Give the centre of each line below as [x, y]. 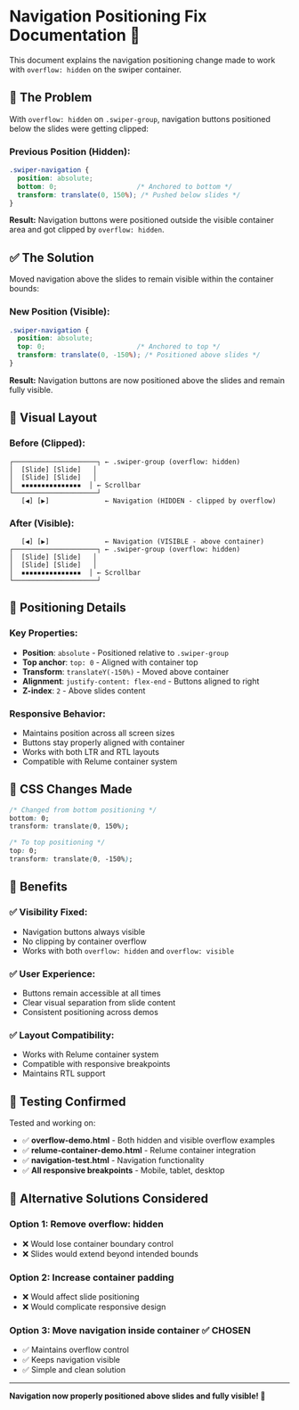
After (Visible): [42, 523]
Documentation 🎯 [75, 35]
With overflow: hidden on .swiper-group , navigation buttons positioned [140, 119]
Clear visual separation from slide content [99, 1002]
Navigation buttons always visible [83, 931]
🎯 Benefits [39, 887]
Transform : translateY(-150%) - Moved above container [125, 671]
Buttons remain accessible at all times [92, 993]
